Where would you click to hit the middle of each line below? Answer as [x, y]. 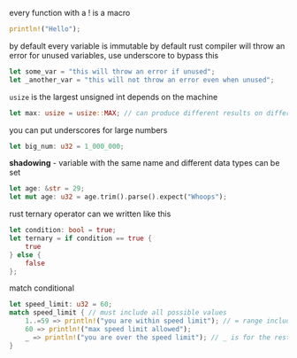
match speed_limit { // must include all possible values [118, 313]
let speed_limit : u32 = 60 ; [61, 305]
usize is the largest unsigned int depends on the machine [114, 97]
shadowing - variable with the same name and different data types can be [145, 163]
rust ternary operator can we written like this [90, 214]
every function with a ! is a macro [70, 13]
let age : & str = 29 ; [47, 189]
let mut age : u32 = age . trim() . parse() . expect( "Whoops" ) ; [118, 197]
